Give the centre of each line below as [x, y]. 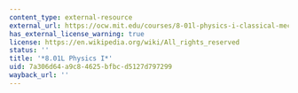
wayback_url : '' [39, 75]
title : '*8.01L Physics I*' [61, 58]
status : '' [29, 50]
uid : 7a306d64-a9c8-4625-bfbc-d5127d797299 [91, 67]
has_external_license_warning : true [77, 34]
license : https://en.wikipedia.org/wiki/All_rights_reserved [125, 42]
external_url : [35, 26]
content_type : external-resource [71, 17]
